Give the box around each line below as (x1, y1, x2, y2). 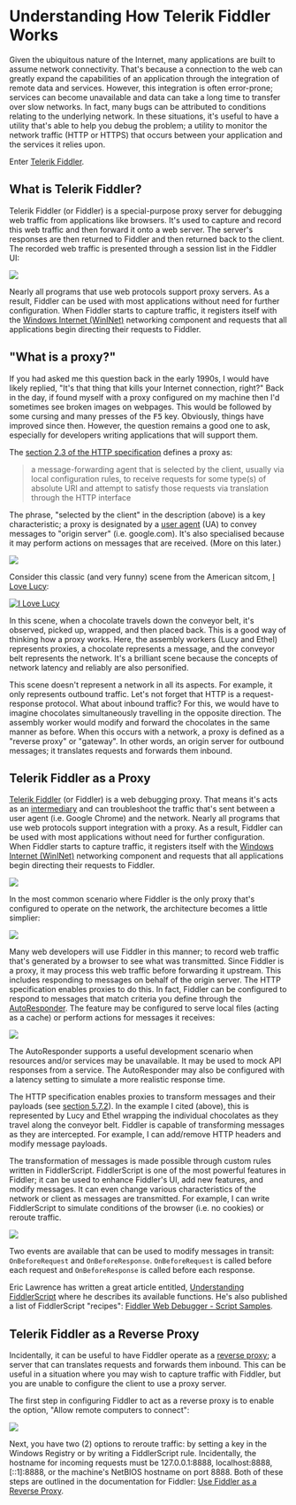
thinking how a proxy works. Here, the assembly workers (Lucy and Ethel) (9, 633, 278, 644)
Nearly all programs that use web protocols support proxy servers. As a (9, 286, 269, 297)
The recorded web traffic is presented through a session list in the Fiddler (9, 243, 277, 253)
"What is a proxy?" (9, 350, 117, 365)
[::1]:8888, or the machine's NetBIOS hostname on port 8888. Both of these (9, 1467, 284, 1478)
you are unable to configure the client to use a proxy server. (9, 1378, 227, 1389)
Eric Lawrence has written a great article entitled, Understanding (9, 1282, 245, 1292)
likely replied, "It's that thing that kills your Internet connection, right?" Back (9, 383, 285, 393)
